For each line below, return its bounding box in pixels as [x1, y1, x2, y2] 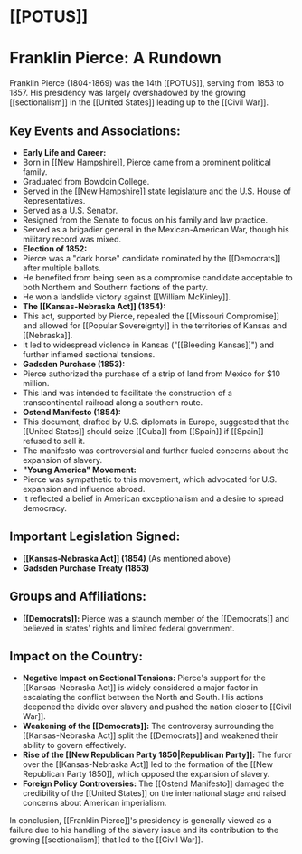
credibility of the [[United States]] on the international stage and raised [22, 788, 287, 799]
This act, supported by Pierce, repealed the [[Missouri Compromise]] [22, 310, 280, 321]
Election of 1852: [22, 242, 88, 254]
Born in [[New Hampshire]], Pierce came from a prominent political [22, 157, 271, 167]
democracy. [22, 502, 68, 513]
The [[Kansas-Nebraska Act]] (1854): [22, 300, 166, 311]
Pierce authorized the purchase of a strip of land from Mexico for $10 [22, 368, 280, 379]
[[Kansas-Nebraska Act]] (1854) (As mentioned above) [22, 553, 231, 564]
